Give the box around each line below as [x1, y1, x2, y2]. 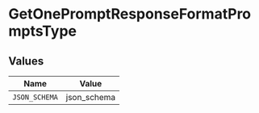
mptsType [8, 22, 77, 40]
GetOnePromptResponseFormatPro [8, 5, 252, 23]
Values [8, 54, 44, 68]
